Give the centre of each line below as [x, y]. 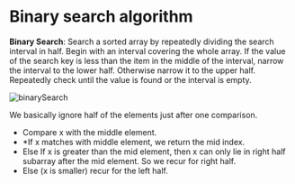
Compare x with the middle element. [89, 132]
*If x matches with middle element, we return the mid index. [134, 142]
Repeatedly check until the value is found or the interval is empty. [130, 79]
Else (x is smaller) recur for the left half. [95, 170]
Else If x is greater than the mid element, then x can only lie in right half [154, 152]
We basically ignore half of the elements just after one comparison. [134, 115]
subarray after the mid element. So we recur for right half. [129, 161]
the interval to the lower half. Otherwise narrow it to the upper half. [133, 70]
